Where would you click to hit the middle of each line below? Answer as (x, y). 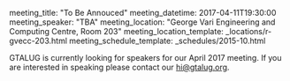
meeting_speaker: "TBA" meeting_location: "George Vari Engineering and (142, 22)
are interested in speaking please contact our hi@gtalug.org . (119, 67)
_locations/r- (248, 31)
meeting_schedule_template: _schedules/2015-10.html (168, 40)
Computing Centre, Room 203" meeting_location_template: (116, 31)
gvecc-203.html (38, 40)
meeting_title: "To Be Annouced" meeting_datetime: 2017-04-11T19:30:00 (143, 13)
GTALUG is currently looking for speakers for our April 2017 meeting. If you (145, 58)
